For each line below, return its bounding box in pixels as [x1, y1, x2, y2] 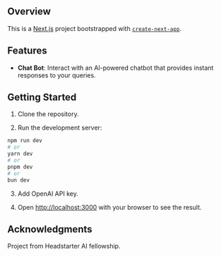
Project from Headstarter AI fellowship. [7, 242, 121, 251]
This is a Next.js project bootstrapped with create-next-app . [7, 24, 182, 32]
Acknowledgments [7, 223, 93, 235]
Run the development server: [17, 123, 102, 132]
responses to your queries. [17, 70, 97, 80]
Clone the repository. [17, 110, 79, 118]
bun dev [7, 176, 30, 184]
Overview [7, 6, 52, 18]
